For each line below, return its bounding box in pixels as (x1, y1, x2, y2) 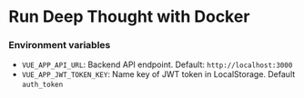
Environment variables (8, 39, 111, 52)
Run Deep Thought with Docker (8, 6, 250, 27)
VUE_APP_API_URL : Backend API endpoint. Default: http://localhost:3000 (21, 59, 293, 70)
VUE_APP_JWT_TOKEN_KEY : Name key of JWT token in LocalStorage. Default (21, 69, 296, 80)
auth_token (21, 80, 64, 90)
